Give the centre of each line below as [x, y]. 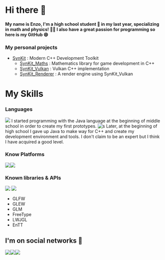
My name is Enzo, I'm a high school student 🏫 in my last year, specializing [82, 24]
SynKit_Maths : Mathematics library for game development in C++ [87, 63]
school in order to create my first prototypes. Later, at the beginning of [81, 126]
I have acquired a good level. [35, 142]
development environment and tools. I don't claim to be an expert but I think [82, 136]
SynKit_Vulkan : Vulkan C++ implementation [65, 69]
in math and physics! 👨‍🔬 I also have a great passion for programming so [80, 29]
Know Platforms [25, 154]
